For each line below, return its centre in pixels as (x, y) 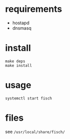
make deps (15, 61)
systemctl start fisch (29, 98)
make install (19, 65)
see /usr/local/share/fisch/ (35, 132)
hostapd (21, 23)
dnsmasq (22, 28)
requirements (34, 9)
